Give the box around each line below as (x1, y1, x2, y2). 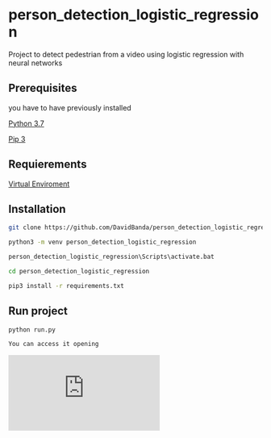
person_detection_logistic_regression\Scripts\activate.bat (8, 252, 215, 261)
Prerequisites (8, 81, 77, 95)
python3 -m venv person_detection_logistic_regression (8, 238, 197, 247)
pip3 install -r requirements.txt (8, 282, 125, 290)
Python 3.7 (8, 119, 44, 128)
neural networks (8, 58, 63, 68)
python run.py (8, 325, 56, 334)
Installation (8, 202, 66, 215)
